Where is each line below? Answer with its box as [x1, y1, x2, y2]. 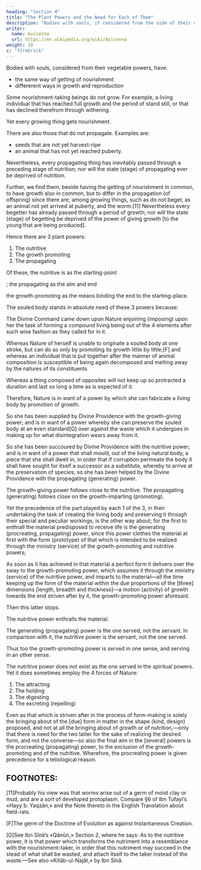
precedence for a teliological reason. [6, 756, 97, 763]
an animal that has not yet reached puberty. [14, 147, 123, 154]
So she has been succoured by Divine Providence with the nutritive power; [6, 443, 190, 450]
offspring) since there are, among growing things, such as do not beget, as [6, 196, 191, 203]
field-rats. [6, 808, 31, 815]
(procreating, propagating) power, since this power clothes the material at [6, 530, 188, 537]
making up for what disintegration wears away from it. [6, 431, 139, 438]
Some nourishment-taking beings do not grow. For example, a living [6, 93, 173, 100]
